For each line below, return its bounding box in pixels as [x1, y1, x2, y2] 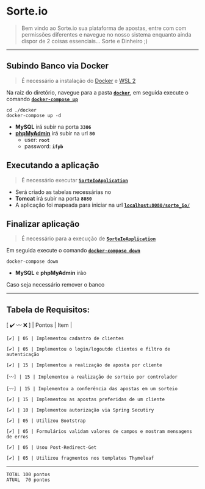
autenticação [6, 352, 40, 358]
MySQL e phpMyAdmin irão [15, 269, 87, 277]
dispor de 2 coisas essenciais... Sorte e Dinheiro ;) [21, 37, 148, 45]
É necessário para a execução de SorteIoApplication [21, 235, 156, 242]
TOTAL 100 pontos [6, 471, 51, 478]
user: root [24, 136, 50, 143]
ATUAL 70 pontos [6, 477, 51, 483]
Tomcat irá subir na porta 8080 [15, 195, 92, 202]
